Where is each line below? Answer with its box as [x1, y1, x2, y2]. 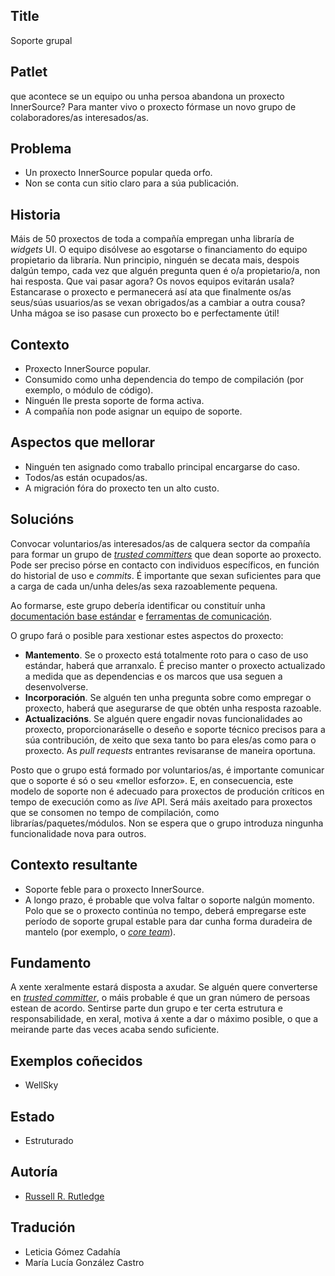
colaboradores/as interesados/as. [10, 111, 149, 123]
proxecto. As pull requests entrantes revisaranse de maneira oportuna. [24, 744, 316, 756]
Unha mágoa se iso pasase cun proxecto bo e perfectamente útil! [10, 307, 280, 319]
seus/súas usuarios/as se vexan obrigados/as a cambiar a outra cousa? [10, 297, 306, 309]
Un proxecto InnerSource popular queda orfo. [24, 167, 213, 179]
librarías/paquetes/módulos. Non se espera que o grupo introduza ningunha [10, 817, 324, 829]
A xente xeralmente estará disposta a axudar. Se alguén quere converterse [10, 981, 318, 993]
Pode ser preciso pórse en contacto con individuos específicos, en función [10, 559, 320, 571]
